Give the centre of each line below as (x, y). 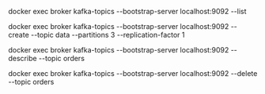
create (19, 35)
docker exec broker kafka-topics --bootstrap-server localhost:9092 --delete (133, 73)
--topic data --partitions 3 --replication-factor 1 (108, 35)
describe (23, 58)
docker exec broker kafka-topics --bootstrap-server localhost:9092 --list (127, 11)
